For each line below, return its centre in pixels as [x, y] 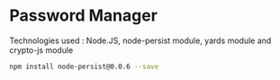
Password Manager [83, 16]
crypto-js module [41, 49]
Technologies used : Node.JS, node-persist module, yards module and [140, 40]
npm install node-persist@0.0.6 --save [84, 67]
